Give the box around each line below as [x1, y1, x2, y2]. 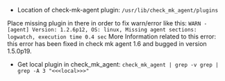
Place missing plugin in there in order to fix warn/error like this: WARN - [7, 19, 208, 27]
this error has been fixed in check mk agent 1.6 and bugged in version [7, 40, 207, 47]
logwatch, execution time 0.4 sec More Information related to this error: [7, 32, 217, 40]
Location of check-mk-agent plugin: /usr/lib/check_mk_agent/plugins [17, 6, 219, 14]
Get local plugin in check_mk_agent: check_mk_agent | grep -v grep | [17, 60, 219, 68]
